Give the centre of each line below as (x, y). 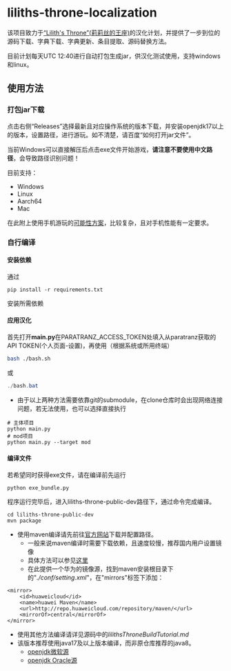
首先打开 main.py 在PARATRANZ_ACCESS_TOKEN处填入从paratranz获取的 (112, 337)
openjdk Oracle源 (52, 660)
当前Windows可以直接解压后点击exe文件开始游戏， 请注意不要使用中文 (107, 149)
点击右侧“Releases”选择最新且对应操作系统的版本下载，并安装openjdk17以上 (115, 126)
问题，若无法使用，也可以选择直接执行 (71, 408)
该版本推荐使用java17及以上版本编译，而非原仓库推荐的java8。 (106, 643)
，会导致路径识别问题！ (47, 158)
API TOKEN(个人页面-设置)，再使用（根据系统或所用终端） (90, 345)
